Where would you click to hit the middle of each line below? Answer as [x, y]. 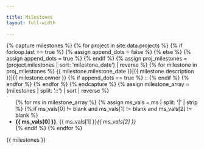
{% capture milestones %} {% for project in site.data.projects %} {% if [94, 45]
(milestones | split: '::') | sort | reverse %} [58, 90]
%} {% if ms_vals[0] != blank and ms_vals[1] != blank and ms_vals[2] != [104, 108]
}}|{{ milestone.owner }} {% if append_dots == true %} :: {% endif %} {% [98, 78]
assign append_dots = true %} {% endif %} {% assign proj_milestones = [97, 58]
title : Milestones [30, 17]
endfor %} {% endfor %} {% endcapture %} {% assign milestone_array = [98, 84]
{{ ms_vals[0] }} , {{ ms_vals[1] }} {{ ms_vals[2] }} [76, 121]
